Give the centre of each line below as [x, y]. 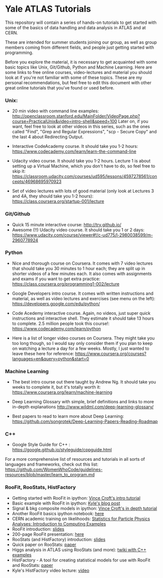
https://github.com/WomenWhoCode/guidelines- [54, 470]
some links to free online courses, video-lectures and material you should [78, 72]
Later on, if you [133, 121]
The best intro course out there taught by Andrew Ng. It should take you [84, 382]
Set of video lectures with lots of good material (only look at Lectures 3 [83, 191]
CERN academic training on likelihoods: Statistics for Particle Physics [81, 519]
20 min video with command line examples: [55, 111]
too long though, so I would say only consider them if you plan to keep [82, 343]
